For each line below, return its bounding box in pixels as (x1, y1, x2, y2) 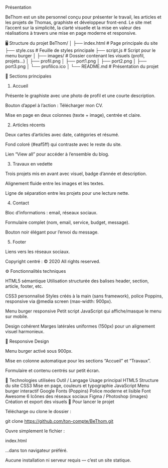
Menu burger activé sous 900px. (5, 348, 73, 354)
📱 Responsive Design (5, 338, 49, 344)
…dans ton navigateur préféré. (5, 447, 68, 453)
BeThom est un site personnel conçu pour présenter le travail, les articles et (5, 14, 161, 20)
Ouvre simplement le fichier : (5, 428, 65, 434)
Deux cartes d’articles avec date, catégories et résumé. (5, 132, 119, 137)
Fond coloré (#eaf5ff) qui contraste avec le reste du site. (5, 141, 122, 147)
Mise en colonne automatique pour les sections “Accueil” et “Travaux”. (5, 358, 151, 364)
